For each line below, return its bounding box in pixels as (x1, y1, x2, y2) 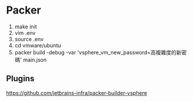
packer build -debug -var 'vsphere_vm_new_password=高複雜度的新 (14, 48, 182, 56)
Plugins (6, 74, 35, 84)
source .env (14, 35, 44, 42)
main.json (22, 56, 47, 63)
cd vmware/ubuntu (14, 42, 61, 49)
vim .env (14, 29, 36, 36)
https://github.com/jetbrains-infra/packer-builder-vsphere (6, 89, 148, 96)
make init (14, 23, 37, 30)
